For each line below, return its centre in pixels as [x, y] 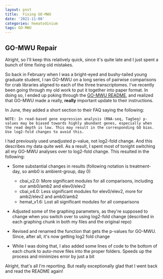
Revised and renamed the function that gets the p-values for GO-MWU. [84, 231]
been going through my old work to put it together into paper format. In [77, 90]
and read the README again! [34, 271]
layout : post [18, 10]
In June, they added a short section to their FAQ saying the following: [75, 110]
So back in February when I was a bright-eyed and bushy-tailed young [76, 74]
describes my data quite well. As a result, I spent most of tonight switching [80, 146]
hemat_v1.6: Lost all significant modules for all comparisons [79, 201]
